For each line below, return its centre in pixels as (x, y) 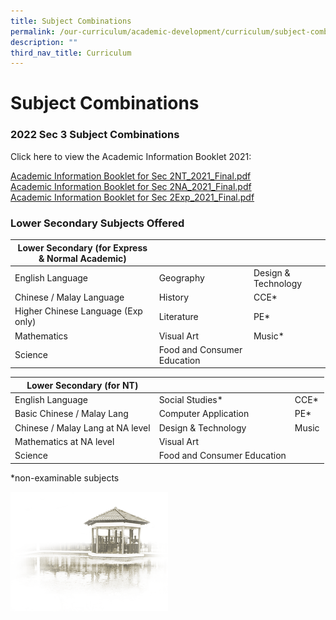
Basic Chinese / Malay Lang (71, 414)
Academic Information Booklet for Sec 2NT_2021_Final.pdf (131, 176)
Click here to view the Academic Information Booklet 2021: (131, 156)
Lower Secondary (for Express (82, 247)
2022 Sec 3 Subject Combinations (95, 135)
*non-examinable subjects (65, 477)
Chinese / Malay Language (69, 297)
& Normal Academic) (82, 258)
